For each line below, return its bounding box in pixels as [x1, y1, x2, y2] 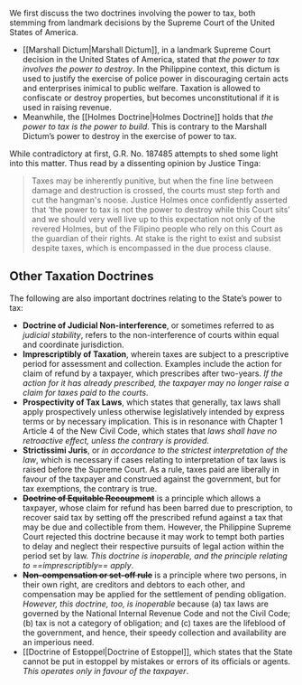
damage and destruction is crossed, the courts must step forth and [31, 185, 281, 195]
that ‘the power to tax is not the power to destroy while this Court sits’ [31, 204, 290, 215]
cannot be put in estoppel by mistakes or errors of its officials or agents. [22, 655, 291, 667]
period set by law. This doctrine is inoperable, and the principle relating [22, 550, 288, 561]
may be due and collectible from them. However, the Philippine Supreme [22, 521, 291, 532]
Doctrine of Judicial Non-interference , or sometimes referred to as [22, 320, 275, 331]
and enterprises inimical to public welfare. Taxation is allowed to [22, 83, 261, 93]
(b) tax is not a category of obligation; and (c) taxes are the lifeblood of [22, 617, 286, 628]
